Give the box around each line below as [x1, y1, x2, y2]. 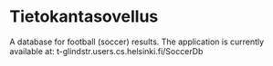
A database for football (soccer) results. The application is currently [9, 36, 265, 47]
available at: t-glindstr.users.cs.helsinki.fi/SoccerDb [9, 45, 204, 56]
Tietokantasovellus [9, 6, 159, 27]
